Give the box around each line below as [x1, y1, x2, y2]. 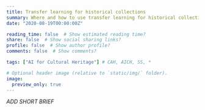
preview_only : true [12, 81, 62, 88]
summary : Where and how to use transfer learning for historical [6, 15, 176, 21]
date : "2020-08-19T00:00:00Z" [6, 20, 84, 26]
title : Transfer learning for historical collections [6, 9, 146, 15]
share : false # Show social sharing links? [6, 37, 121, 43]
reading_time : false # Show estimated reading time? [6, 31, 146, 37]
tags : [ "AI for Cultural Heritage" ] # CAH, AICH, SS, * [6, 59, 151, 65]
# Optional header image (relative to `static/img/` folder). [6, 70, 168, 76]
